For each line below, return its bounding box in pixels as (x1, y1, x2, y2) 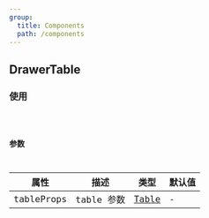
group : (9, 12, 34, 22)
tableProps (13, 193, 68, 205)
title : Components (17, 21, 86, 30)
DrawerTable (9, 62, 81, 77)
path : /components (17, 29, 86, 38)
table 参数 (75, 194, 126, 206)
